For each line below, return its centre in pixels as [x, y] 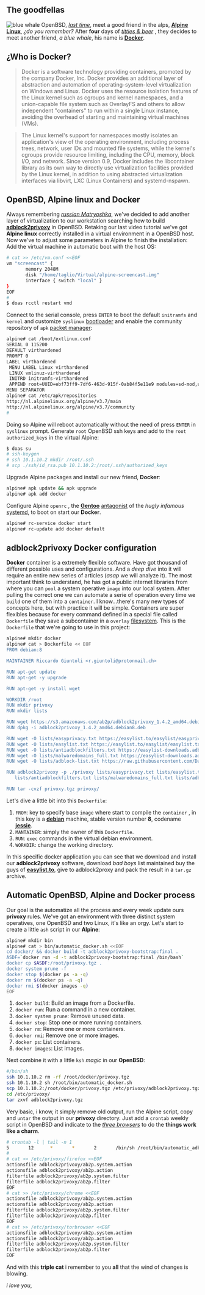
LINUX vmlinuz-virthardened [45, 373]
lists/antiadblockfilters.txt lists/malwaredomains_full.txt [94, 778]
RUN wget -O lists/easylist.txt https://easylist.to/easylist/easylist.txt [105, 744]
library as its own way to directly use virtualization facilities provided [107, 168]
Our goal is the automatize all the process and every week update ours [95, 910]
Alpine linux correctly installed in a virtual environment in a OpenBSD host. [100, 234]
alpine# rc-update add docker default [56, 529]
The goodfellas [36, 10]
